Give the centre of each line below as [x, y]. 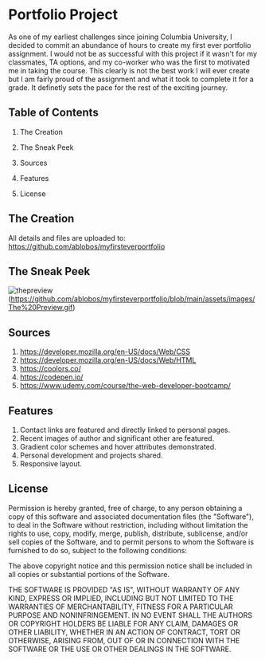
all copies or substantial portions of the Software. [89, 574]
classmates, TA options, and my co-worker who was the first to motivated [129, 62]
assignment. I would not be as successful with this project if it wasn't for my [132, 53]
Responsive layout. [51, 464]
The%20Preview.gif [41, 308]
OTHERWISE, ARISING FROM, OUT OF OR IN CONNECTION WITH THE [124, 640]
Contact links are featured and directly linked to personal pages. [125, 430]
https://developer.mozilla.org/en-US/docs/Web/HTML [108, 360]
